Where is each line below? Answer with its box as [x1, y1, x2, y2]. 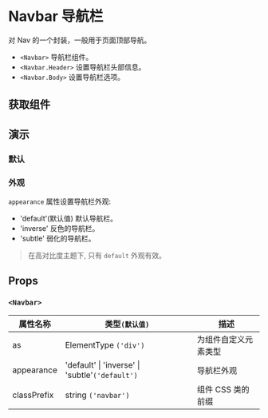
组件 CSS [196, 384, 231, 395]
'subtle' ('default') [65, 369, 138, 380]
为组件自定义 [196, 333, 246, 344]
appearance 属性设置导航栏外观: [8, 197, 112, 206]
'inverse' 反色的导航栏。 [19, 223, 100, 233]
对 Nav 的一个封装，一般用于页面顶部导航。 [8, 35, 152, 45]
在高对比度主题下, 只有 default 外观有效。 [27, 250, 166, 260]
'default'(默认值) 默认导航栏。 [19, 213, 118, 223]
